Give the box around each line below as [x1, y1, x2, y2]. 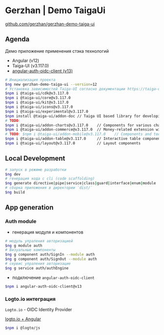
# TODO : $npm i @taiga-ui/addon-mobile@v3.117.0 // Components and [5, 132, 152, 137]
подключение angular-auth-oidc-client [12, 275, 95, 280]
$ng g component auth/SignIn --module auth [5, 252, 95, 257]
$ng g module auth [5, 243, 42, 248]
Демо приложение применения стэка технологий [5, 48, 109, 54]
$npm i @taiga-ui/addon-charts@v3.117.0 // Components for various [5, 122, 152, 128]
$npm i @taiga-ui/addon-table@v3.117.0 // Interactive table [5, 137, 141, 141]
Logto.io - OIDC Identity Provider [5, 306, 72, 312]
